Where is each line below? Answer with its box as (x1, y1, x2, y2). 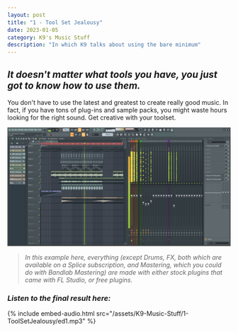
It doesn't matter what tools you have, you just (7, 68, 218, 81)
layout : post (7, 11, 46, 18)
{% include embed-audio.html (7, 309, 95, 318)
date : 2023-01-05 (7, 26, 59, 33)
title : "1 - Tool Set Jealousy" (7, 18, 103, 26)
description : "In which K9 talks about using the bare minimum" (7, 41, 201, 49)
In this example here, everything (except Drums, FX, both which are (24, 253, 222, 262)
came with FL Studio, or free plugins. (24, 276, 133, 285)
